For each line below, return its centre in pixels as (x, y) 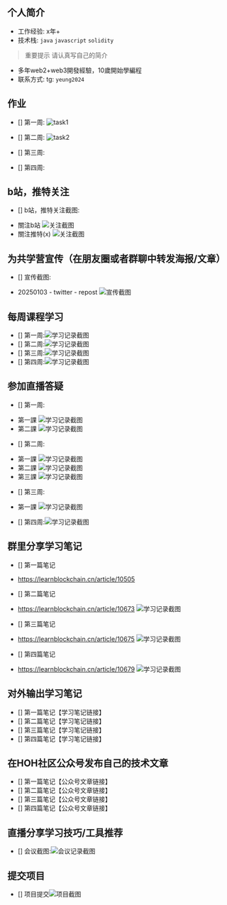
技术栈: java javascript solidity (66, 40)
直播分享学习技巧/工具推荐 (65, 833)
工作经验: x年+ (39, 31)
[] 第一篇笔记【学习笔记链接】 (61, 712)
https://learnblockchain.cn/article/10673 (76, 608)
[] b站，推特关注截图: (49, 210)
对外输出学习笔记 (45, 694)
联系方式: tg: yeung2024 (51, 79)
